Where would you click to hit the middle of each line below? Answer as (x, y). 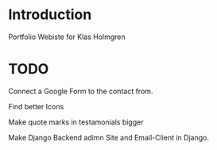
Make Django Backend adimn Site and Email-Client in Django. (108, 137)
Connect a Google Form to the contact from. (81, 91)
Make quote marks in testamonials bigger (76, 122)
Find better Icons (36, 106)
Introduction (50, 15)
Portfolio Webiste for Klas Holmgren (67, 37)
